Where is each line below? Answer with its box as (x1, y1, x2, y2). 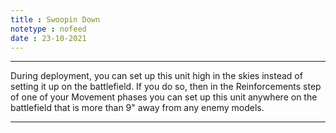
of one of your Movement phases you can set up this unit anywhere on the (10, 91, 318, 103)
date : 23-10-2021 (10, 33, 87, 43)
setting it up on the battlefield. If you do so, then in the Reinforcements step (10, 81, 322, 93)
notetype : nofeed (10, 24, 87, 34)
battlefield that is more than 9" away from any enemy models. (10, 102, 265, 114)
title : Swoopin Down (10, 14, 101, 25)
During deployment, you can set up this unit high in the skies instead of (10, 70, 303, 82)
